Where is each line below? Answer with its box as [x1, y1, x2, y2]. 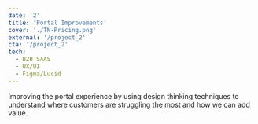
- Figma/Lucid [15, 70, 61, 78]
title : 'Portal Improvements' [8, 19, 108, 27]
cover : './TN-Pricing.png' [8, 26, 97, 34]
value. [8, 108, 28, 118]
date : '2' [8, 11, 41, 20]
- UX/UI [15, 63, 41, 71]
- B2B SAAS [15, 56, 51, 64]
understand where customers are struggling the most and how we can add [8, 100, 250, 109]
